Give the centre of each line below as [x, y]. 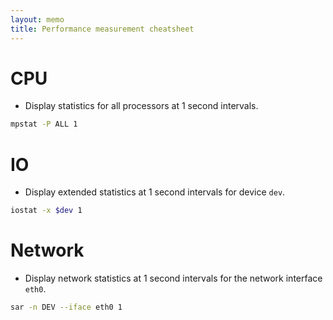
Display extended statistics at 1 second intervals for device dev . [155, 192]
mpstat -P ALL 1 [44, 124]
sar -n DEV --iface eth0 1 [66, 307]
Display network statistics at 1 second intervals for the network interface [173, 278]
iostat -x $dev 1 [46, 211]
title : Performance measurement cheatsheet [102, 29]
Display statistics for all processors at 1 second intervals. [141, 106]
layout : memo [37, 19]
